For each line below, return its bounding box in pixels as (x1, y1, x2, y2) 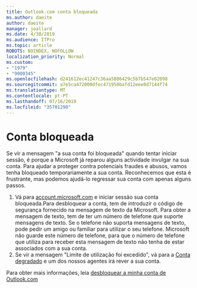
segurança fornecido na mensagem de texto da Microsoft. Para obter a (14, 206, 191, 214)
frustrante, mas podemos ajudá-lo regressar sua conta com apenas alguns (6, 175, 191, 183)
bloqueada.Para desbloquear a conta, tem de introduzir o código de (14, 200, 183, 207)
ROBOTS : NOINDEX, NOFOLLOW (6, 48, 74, 54)
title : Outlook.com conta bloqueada (6, 8, 98, 15)
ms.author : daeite (6, 14, 52, 20)
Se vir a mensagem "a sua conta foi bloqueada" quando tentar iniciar (6, 150, 177, 157)
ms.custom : (6, 59, 34, 65)
